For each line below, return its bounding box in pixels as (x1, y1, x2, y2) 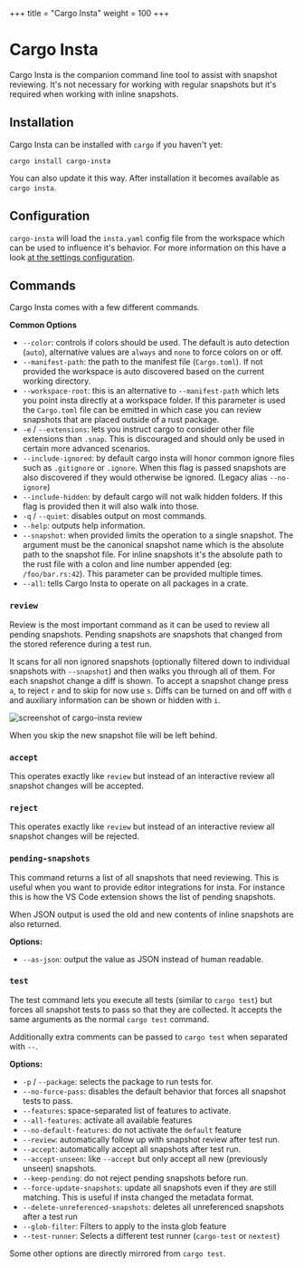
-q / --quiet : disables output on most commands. (22, 511, 207, 522)
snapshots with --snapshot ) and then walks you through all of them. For (9, 666, 276, 677)
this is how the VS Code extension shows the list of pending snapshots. (9, 891, 276, 902)
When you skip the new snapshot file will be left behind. (9, 729, 218, 740)
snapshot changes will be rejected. (9, 831, 140, 842)
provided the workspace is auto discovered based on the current (22, 366, 265, 377)
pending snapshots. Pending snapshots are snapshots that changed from (9, 629, 283, 639)
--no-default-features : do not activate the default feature (22, 1124, 242, 1135)
